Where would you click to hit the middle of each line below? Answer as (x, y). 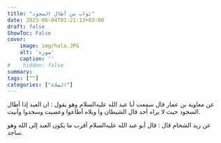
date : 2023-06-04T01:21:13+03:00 (56, 20)
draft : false (26, 26)
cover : (17, 40)
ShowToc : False (29, 33)
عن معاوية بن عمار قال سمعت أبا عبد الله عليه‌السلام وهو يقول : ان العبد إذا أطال (111, 104)
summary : (20, 71)
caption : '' (37, 59)
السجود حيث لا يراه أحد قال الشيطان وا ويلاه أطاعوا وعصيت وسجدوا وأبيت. (104, 112)
